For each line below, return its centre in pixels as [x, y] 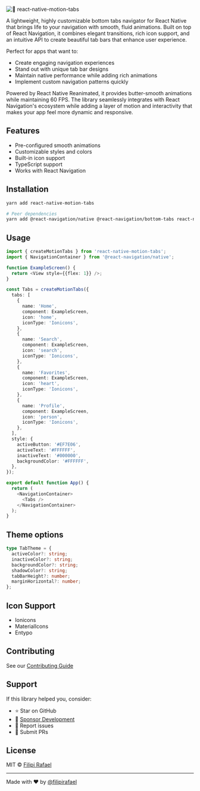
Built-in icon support [40, 158]
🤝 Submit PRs [32, 731]
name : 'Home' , [40, 307]
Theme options [35, 535]
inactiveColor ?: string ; [42, 559]
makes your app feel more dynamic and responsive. [70, 112]
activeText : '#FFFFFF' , [46, 450]
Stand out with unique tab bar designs [62, 69]
